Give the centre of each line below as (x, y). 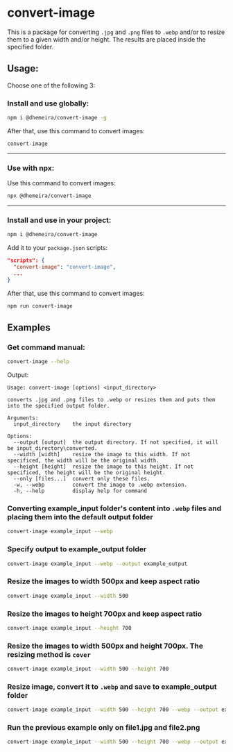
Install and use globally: (48, 103)
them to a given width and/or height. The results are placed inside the (107, 39)
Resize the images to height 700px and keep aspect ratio (105, 614)
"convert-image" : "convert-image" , (65, 267)
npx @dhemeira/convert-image (49, 196)
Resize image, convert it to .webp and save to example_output (112, 687)
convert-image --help (38, 362)
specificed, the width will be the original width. (83, 461)
